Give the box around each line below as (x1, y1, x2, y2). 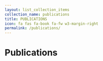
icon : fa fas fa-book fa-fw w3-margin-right (4, 21, 99, 26)
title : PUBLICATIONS (4, 16, 48, 21)
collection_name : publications (4, 12, 70, 17)
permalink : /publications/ (4, 26, 61, 31)
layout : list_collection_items (4, 7, 70, 12)
